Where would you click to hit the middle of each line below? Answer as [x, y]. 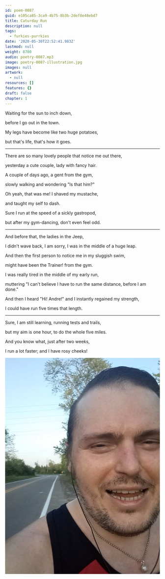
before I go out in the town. [32, 122]
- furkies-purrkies [29, 36]
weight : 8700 [18, 52]
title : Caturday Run [26, 21]
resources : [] [20, 83]
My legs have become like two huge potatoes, [52, 132]
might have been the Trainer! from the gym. [49, 265]
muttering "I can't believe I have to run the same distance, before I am [76, 284]
